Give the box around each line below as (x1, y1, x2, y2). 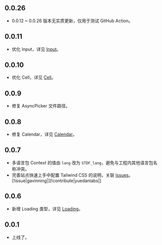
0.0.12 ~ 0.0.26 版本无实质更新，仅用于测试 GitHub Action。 (11, 17, 133, 24)
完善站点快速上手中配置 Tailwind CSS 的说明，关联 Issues (11, 172, 129, 178)
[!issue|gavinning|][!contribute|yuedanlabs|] (11, 178, 101, 184)
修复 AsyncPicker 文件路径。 (11, 103, 70, 109)
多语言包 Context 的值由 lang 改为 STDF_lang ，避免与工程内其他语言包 (11, 159, 154, 165)
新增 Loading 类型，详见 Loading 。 (11, 205, 83, 212)
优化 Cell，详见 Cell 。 (11, 74, 56, 81)
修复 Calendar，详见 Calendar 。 (11, 131, 77, 138)
